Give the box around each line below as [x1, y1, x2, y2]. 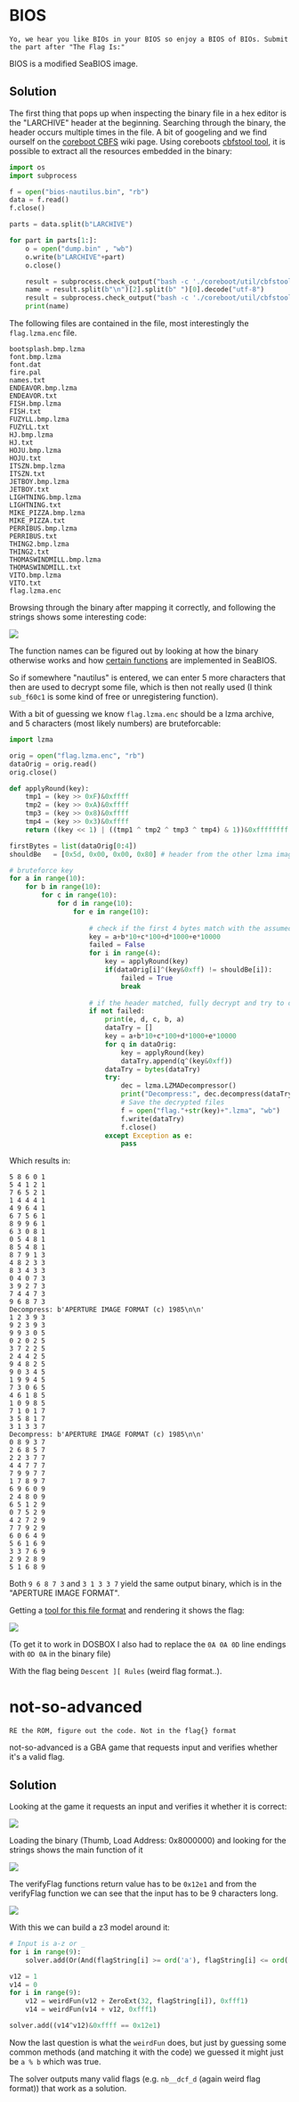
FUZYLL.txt [9, 423, 50, 431]
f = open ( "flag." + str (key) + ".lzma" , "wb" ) [120, 1106, 280, 1115]
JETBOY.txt [9, 485, 50, 494]
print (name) [25, 302, 69, 311]
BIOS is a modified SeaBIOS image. [9, 58, 138, 69]
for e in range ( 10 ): [72, 907, 149, 916]
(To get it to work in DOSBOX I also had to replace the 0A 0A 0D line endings [9, 1639, 287, 1650]
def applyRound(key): [9, 784, 90, 793]
